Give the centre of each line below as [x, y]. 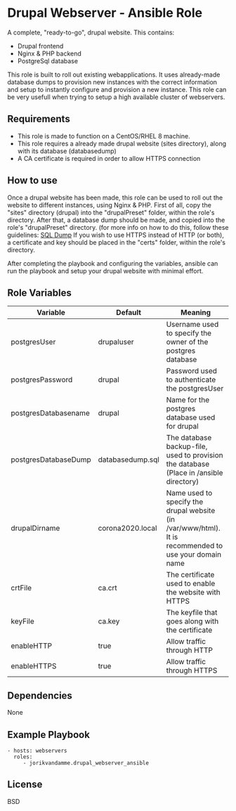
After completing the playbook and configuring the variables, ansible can [113, 263]
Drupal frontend [40, 46]
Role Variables [39, 293]
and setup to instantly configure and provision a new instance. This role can [117, 89]
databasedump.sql [129, 460]
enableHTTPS [34, 666]
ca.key [109, 621]
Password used [192, 371]
